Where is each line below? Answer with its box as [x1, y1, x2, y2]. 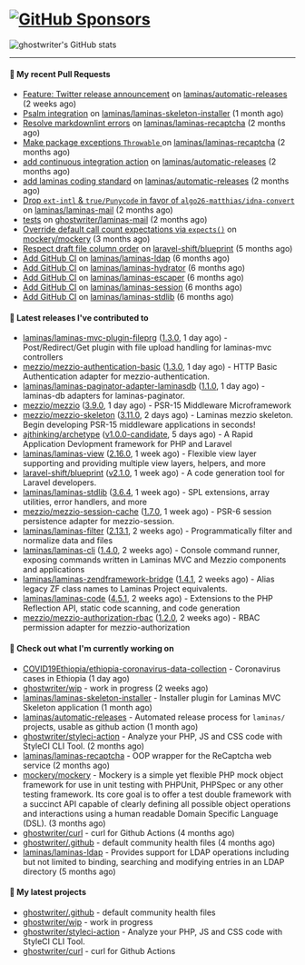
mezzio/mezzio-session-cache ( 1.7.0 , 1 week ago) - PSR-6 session [22, 506, 272, 517]
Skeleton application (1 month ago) [22, 701, 152, 712]
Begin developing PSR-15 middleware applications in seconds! [22, 419, 256, 431]
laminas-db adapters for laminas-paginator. [22, 391, 186, 402]
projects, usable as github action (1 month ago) [22, 721, 199, 731]
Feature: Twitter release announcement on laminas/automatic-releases [22, 89, 288, 100]
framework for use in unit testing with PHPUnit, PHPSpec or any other [22, 779, 284, 790]
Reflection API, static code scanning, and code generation [22, 602, 241, 613]
